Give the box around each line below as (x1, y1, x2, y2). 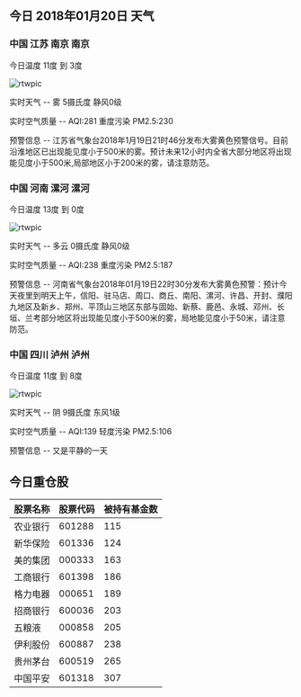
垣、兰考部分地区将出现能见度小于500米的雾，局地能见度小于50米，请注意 (9, 312, 286, 323)
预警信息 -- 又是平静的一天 (9, 445, 108, 456)
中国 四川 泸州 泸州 (9, 348, 90, 361)
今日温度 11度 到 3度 (9, 59, 83, 70)
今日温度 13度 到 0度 (9, 203, 84, 214)
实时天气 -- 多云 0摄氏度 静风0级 (9, 240, 130, 251)
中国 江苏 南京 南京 (9, 38, 90, 50)
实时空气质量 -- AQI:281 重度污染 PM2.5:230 (9, 115, 173, 126)
